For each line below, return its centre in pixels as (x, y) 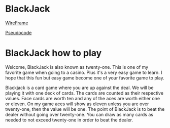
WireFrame (17, 23)
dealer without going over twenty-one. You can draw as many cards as (79, 114)
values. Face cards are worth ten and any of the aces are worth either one (83, 98)
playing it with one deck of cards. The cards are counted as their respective (84, 93)
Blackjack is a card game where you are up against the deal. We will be (79, 88)
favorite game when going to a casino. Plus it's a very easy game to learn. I (84, 72)
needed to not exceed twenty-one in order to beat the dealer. (69, 120)
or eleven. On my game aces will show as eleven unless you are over (77, 104)
